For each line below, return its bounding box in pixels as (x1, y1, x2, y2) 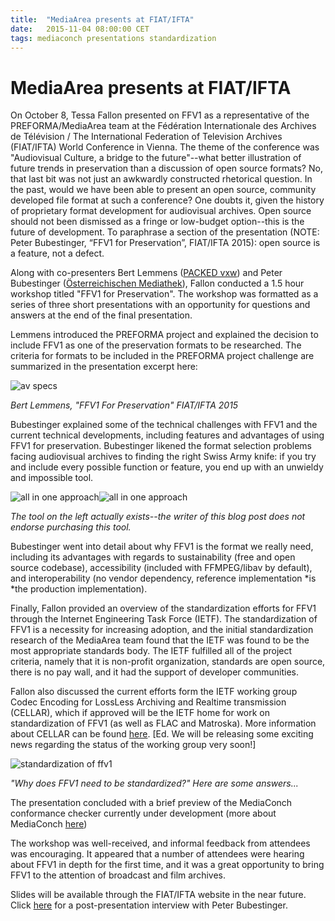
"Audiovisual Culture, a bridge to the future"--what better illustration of (10, 152, 302, 164)
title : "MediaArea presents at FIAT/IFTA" (10, 14, 195, 25)
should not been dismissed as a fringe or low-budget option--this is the (10, 216, 305, 228)
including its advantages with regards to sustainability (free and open (10, 551, 296, 563)
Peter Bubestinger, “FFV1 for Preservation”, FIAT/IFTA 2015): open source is (10, 237, 321, 249)
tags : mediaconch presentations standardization (10, 33, 217, 43)
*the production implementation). (10, 583, 148, 595)
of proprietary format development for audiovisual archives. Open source (10, 205, 312, 217)
